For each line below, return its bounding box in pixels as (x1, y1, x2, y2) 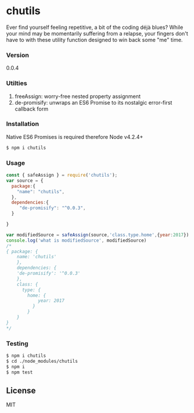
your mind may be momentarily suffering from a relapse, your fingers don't (6, 30, 188, 37)
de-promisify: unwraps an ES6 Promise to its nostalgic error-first (14, 99, 173, 106)
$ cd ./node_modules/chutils (6, 358, 78, 364)
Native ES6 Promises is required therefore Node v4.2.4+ (6, 133, 144, 140)
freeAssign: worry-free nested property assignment (14, 93, 141, 100)
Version (6, 51, 30, 59)
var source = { (6, 177, 44, 184)
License (6, 385, 36, 395)
